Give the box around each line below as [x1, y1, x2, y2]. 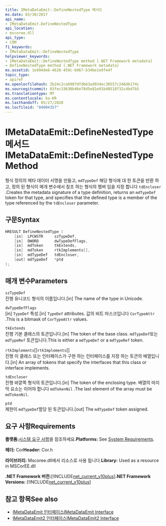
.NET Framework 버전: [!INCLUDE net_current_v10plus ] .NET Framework [5, 473, 151, 479]
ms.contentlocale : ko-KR [5, 95, 57, 100]
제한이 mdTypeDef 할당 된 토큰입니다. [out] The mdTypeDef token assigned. [5, 406, 149, 412]
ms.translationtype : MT [5, 91, 55, 96]
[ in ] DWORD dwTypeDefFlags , [14, 238, 88, 243]
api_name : [5, 16, 26, 21]
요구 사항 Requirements [5, 422, 76, 430]
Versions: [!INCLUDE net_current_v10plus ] [5, 479, 91, 485]
